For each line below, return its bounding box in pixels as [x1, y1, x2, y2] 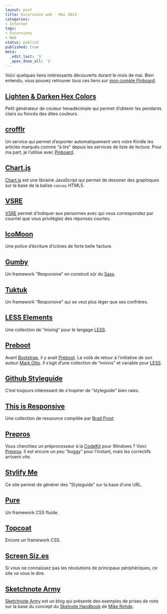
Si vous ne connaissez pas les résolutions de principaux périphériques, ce [5, 565, 158, 571]
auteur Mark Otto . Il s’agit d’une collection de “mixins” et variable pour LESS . [5, 360, 163, 366]
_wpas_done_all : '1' [9, 59, 52, 64]
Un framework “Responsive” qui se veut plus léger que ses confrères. [5, 298, 149, 304]
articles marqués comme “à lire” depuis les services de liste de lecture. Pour [5, 144, 162, 150]
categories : [5, 17, 30, 22]
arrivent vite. [5, 454, 31, 460]
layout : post [5, 7, 32, 13]
